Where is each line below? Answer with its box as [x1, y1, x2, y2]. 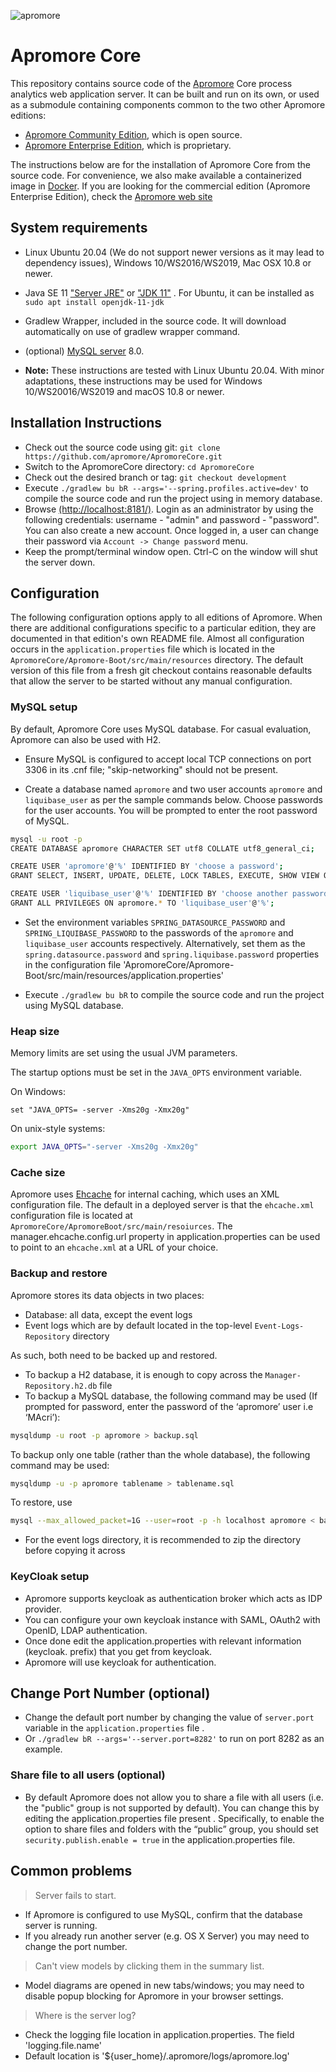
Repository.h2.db [24, 1381, 98, 1391]
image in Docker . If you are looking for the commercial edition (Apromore [10, 180, 311, 192]
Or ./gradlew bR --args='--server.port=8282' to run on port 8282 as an [24, 1733, 325, 1745]
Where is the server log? [34, 2009, 137, 2021]
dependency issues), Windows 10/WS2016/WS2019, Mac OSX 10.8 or [24, 256, 312, 269]
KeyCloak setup [10, 1570, 90, 1584]
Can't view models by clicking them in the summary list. [34, 1960, 265, 1972]
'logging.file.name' [24, 2039, 102, 2051]
